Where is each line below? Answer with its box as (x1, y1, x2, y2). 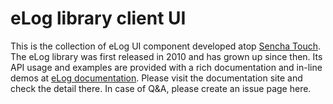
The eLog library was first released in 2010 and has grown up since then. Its (10, 50, 323, 62)
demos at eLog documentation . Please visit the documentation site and (10, 72, 303, 84)
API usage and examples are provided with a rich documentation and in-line (10, 61, 323, 73)
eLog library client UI (10, 7, 187, 30)
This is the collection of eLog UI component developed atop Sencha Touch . (10, 40, 321, 52)
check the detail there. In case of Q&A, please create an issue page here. (10, 82, 312, 94)
